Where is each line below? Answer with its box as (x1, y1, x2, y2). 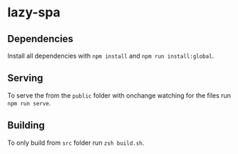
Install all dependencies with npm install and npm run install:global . (7, 51, 214, 60)
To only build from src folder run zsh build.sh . (7, 138, 145, 147)
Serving (7, 72, 43, 84)
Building (7, 119, 45, 132)
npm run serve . (7, 98, 51, 107)
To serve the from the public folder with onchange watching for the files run (7, 91, 232, 100)
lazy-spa (7, 4, 61, 21)
